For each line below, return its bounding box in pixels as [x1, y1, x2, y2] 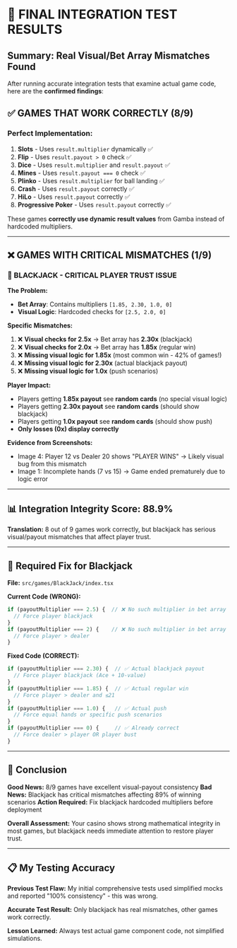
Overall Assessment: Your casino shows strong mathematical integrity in [7, 819, 221, 827]
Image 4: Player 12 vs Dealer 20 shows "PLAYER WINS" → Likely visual [17, 452, 224, 461]
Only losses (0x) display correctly [17, 424, 119, 434]
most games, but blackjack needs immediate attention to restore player [7, 826, 214, 835]
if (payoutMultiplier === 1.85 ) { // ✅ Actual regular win [7, 685, 189, 692]
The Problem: [7, 287, 48, 295]
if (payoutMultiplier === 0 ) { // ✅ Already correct [7, 724, 180, 732]
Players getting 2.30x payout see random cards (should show [17, 403, 200, 411]
